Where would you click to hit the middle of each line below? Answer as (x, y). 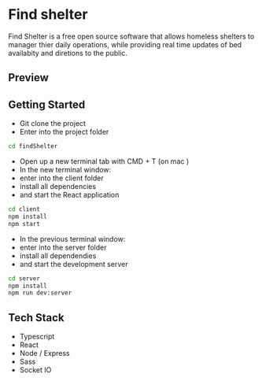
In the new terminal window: (65, 170)
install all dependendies (58, 255)
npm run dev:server (40, 293)
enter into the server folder (63, 247)
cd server (24, 278)
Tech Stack (36, 318)
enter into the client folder (61, 178)
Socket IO (35, 370)
